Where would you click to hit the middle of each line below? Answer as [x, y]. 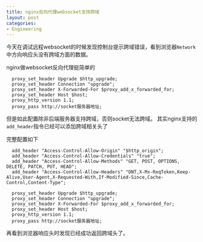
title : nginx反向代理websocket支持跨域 [53, 12]
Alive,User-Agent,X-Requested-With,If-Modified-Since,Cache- [85, 178]
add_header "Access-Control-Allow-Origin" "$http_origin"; [88, 151]
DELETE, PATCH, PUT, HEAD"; [42, 167]
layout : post [23, 18]
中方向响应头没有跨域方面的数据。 [49, 55]
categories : [21, 23]
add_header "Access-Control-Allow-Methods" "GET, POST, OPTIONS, [96, 162]
